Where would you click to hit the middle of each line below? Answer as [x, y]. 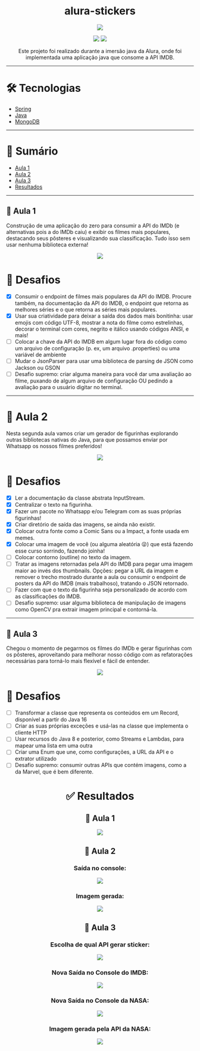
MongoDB [27, 121]
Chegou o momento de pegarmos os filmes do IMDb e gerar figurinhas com [99, 648]
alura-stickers [100, 11]
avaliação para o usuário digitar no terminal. [69, 387]
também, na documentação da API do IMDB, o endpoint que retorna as [101, 303]
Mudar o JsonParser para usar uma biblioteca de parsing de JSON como [104, 361]
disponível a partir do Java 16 [51, 720]
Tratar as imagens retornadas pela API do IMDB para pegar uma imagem [104, 564]
